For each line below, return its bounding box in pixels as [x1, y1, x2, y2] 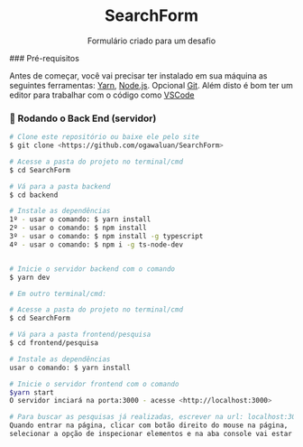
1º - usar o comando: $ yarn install [9, 215, 151, 224]
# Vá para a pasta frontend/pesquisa [9, 331, 151, 340]
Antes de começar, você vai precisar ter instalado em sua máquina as [9, 70, 268, 81]
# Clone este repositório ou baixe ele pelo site [9, 133, 200, 142]
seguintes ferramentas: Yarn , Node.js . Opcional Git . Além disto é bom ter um [9, 79, 293, 90]
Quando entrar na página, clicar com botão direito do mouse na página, [9, 421, 289, 430]
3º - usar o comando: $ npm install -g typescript [9, 232, 204, 241]
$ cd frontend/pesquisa [9, 339, 99, 348]
